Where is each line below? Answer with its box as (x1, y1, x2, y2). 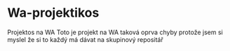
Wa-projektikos (7, 5, 100, 21)
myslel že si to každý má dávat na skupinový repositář (7, 35, 163, 43)
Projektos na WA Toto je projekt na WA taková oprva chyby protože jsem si (7, 28, 223, 36)
